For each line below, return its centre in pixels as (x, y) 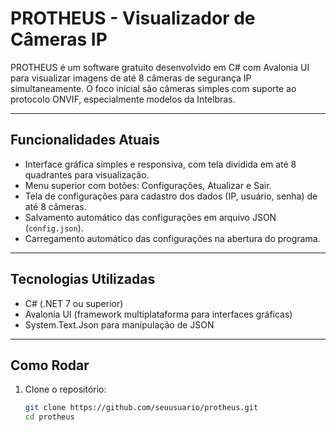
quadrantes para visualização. (87, 174)
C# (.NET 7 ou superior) (74, 303)
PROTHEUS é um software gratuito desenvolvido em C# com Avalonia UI (160, 67)
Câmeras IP (59, 39)
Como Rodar (50, 365)
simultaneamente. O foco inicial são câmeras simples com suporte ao (153, 88)
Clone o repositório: (65, 389)
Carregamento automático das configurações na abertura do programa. (172, 238)
